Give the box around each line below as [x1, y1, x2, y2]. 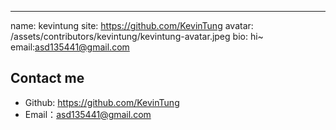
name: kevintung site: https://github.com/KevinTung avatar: [10, 20, 254, 31]
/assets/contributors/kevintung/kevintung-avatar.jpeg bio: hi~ [10, 31, 264, 42]
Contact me [10, 70, 85, 87]
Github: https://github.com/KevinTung [24, 96, 180, 108]
